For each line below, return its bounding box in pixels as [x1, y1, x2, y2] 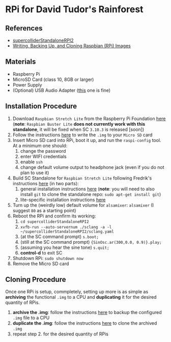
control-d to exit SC [20, 249, 63, 255]
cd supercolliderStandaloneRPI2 [20, 219, 89, 224]
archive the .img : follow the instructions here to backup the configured [12, 309, 162, 316]
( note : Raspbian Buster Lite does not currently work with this [12, 121, 146, 127]
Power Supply [12, 81, 42, 88]
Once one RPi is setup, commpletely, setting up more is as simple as [5, 289, 149, 295]
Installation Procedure [5, 102, 77, 110]
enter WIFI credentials [20, 153, 67, 159]
